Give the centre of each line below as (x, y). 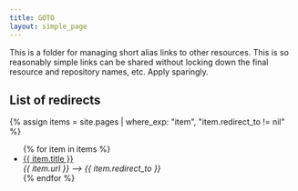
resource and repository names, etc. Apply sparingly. (109, 71)
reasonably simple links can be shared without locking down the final (139, 62)
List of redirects (55, 100)
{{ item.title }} (48, 159)
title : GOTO (32, 18)
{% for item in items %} (67, 149)
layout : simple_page (49, 26)
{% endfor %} (49, 178)
